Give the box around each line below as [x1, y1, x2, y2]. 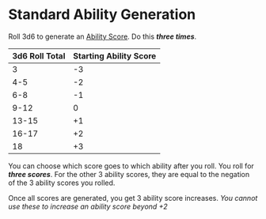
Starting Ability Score [72, 50, 157, 61]
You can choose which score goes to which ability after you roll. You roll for [8, 160, 255, 171]
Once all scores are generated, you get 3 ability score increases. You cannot [8, 193, 258, 202]
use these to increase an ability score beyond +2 [8, 202, 168, 211]
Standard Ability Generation [8, 6, 196, 24]
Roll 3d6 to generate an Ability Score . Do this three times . [8, 32, 197, 41]
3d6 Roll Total [12, 50, 66, 61]
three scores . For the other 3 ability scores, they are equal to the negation [8, 169, 250, 179]
